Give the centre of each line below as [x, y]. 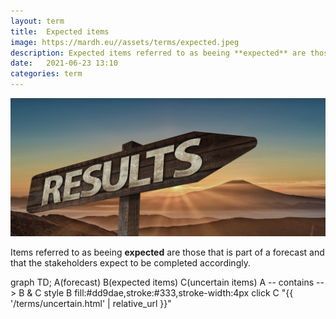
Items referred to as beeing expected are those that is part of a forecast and [167, 252]
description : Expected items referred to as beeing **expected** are [158, 53]
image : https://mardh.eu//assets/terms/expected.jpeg [125, 42]
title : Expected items [60, 31]
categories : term [46, 74]
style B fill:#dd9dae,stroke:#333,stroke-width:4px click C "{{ [168, 293]
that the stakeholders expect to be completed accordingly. [130, 263]
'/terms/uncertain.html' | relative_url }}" [91, 304]
